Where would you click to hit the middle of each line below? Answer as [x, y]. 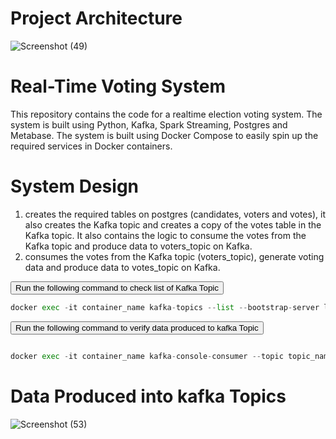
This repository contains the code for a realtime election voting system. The [166, 114]
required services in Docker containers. [91, 146]
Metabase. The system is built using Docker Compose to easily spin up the [164, 135]
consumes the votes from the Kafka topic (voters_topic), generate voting [174, 256]
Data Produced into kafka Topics [148, 396]
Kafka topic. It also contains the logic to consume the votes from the [165, 235]
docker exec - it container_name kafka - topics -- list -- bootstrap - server [165, 307]
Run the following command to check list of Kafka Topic [117, 287]
